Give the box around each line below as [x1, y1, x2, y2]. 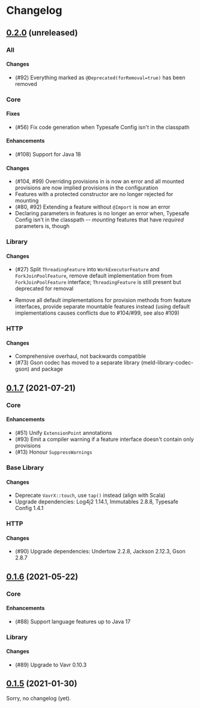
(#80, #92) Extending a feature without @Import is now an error [14, 203, 171, 211]
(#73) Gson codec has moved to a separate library [14, 359, 140, 366]
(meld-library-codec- [141, 359, 194, 366]
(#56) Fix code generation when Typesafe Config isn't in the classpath [14, 123, 190, 131]
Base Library [6, 463, 44, 472]
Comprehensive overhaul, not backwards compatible [14, 352, 146, 360]
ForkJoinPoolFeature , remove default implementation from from [14, 272, 173, 280]
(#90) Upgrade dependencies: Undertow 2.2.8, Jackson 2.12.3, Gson [14, 548, 186, 555]
